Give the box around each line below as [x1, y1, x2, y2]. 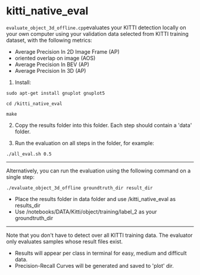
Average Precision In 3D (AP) [14, 67, 86, 74]
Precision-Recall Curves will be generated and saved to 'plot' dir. [14, 262, 174, 269]
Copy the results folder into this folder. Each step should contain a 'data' [14, 121, 192, 129]
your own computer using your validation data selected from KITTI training [6, 30, 189, 37]
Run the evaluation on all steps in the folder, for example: [14, 139, 155, 147]
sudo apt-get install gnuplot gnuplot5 [6, 90, 105, 96]
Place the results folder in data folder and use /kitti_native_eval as [14, 195, 176, 202]
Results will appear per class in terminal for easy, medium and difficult [14, 249, 187, 257]
